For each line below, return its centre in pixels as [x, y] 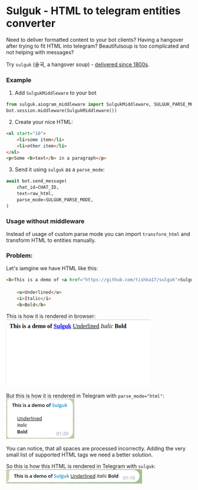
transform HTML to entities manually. [51, 241]
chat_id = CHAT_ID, [38, 188]
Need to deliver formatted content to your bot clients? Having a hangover [95, 40]
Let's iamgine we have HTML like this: [52, 268]
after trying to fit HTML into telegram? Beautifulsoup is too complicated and [98, 46]
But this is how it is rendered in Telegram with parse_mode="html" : [85, 396]
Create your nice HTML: [44, 121]
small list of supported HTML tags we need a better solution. [80, 455]
